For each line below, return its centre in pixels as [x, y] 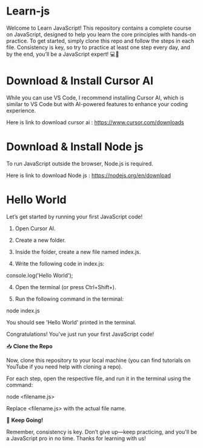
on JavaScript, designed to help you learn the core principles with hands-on [101, 34]
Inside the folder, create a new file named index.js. [78, 252]
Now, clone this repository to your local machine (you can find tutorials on [98, 360]
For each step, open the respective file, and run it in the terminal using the [98, 378]
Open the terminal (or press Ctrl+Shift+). [65, 287]
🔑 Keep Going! [25, 420]
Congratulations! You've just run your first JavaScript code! [80, 334]
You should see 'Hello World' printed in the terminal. [71, 322]
